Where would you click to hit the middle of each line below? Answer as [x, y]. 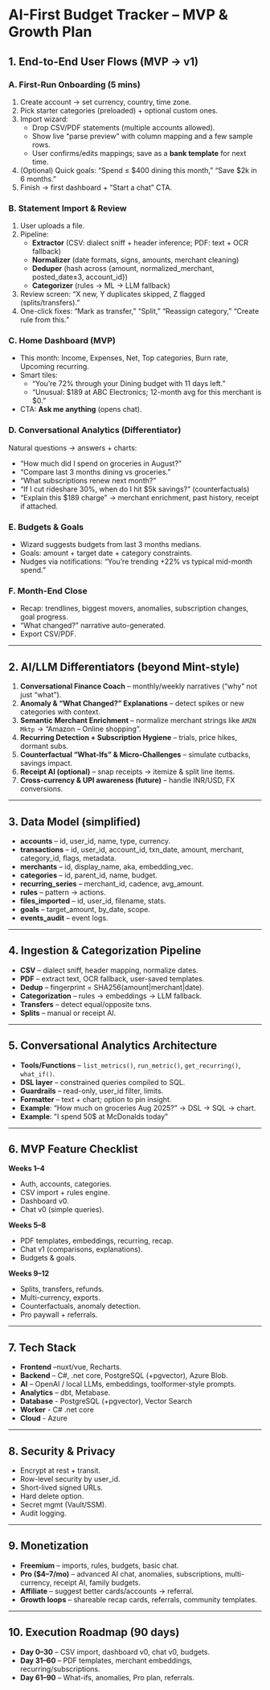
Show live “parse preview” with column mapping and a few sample [142, 136]
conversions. [41, 789]
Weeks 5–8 [27, 1225]
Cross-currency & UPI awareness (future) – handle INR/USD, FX [127, 780]
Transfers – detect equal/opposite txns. [86, 1004]
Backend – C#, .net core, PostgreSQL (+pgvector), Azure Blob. [124, 1375]
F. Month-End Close [48, 590]
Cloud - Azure [44, 1418]
